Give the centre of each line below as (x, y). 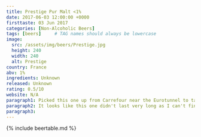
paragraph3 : (21, 111)
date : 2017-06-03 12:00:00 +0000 (48, 17)
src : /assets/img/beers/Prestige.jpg (59, 45)
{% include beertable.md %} (41, 128)
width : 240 (25, 56)
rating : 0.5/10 (25, 89)
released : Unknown (29, 84)
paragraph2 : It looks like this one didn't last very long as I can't (96, 106)
